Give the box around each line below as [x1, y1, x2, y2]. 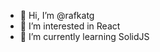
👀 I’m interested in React [19, 20, 121, 32]
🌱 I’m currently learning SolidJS [19, 31, 150, 42]
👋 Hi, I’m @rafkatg [19, 10, 95, 21]
